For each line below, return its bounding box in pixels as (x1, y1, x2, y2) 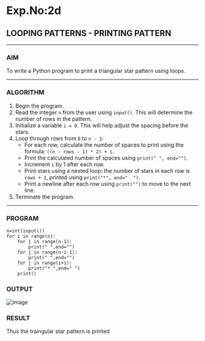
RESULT (6, 314, 31, 323)
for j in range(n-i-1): (17, 249, 78, 255)
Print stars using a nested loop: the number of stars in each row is (24, 167, 190, 174)
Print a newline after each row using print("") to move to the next (24, 180, 191, 187)
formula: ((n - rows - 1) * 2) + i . (24, 147, 114, 155)
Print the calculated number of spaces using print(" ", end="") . (24, 154, 188, 161)
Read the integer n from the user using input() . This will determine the (15, 108, 193, 116)
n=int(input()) (6, 227, 45, 234)
